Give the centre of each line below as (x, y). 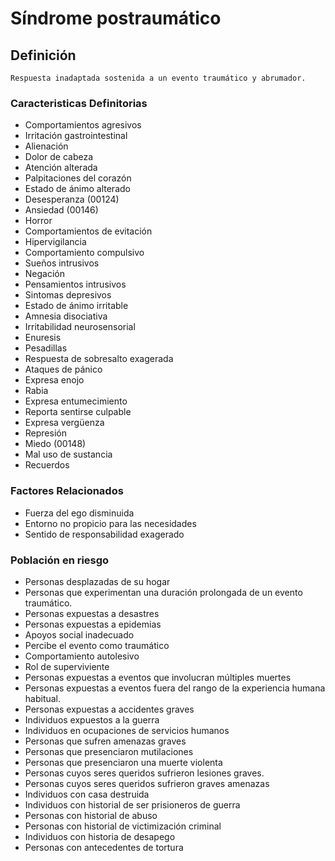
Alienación (46, 146)
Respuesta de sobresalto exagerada (99, 359)
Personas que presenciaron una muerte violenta (123, 762)
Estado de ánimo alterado (77, 189)
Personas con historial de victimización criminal (123, 826)
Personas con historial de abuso (91, 815)
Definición (43, 55)
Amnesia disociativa (66, 316)
